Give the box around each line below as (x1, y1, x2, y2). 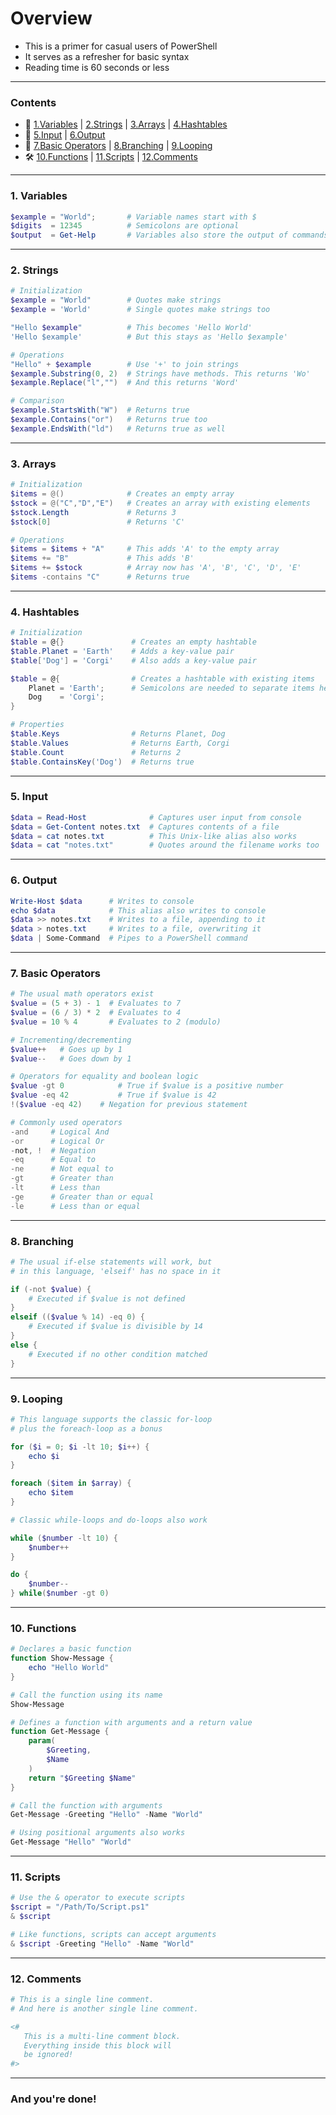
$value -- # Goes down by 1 (10, 1053, 132, 1064)
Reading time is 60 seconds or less (24, 61, 170, 73)
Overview (10, 7, 93, 30)
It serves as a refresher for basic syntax (24, 50, 190, 62)
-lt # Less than (10, 1183, 101, 1193)
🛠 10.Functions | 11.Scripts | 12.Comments (24, 151, 198, 163)
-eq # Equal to (10, 1155, 97, 1165)
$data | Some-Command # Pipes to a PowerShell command (10, 933, 248, 944)
